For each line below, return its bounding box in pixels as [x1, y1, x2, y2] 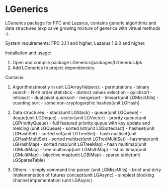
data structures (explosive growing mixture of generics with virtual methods [5, 25, 161, 31]
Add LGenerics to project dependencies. [12, 65, 95, 71]
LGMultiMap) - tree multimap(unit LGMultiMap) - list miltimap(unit [12, 146, 147, 152]
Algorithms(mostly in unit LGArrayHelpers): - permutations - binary [12, 84, 150, 90]
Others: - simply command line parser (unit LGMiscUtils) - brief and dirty [12, 167, 162, 173]
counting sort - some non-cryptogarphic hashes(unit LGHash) [12, 99, 140, 105]
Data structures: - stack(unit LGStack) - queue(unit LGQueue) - [12, 109, 142, 115]
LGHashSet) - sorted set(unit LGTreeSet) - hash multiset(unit [12, 130, 137, 136]
